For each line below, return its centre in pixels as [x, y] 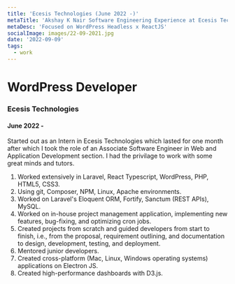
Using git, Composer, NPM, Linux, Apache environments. [99, 192]
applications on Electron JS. [58, 266]
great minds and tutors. [41, 163]
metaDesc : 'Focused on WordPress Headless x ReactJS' [87, 27]
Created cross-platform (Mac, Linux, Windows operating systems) [113, 258]
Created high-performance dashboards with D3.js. [90, 274]
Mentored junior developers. [58, 251]
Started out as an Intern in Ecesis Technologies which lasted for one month [115, 141]
